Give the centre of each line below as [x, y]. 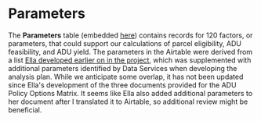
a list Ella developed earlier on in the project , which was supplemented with [130, 60]
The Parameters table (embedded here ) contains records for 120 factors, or [130, 35]
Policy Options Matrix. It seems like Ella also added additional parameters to [130, 93]
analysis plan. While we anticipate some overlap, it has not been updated [126, 77]
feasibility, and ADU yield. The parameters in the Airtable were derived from [130, 52]
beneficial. [25, 109]
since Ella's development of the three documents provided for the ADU [122, 85]
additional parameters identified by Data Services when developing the [123, 68]
